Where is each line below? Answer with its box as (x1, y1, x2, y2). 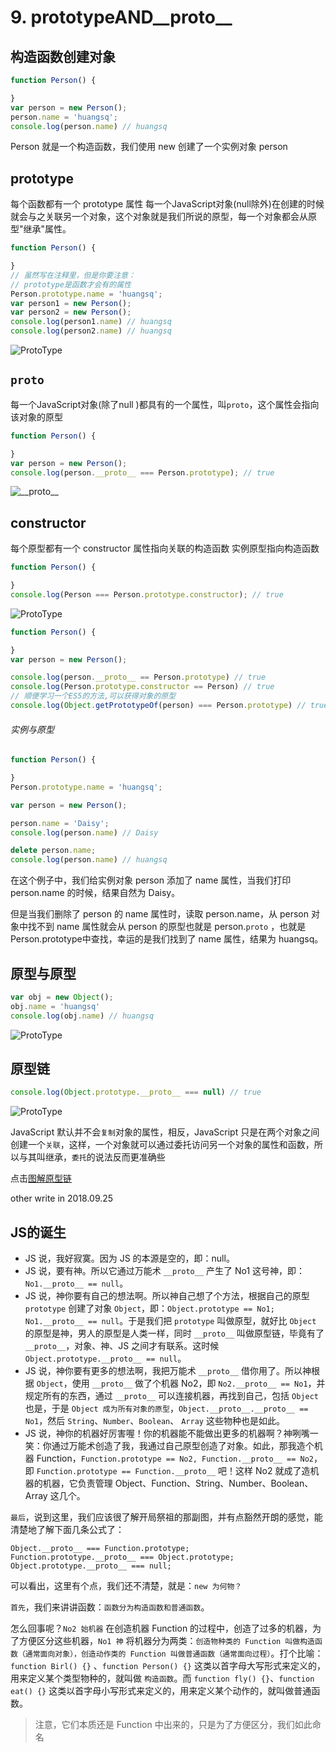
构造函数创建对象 (10, 48, 116, 65)
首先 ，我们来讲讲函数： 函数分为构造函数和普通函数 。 (10, 1601, 210, 1613)
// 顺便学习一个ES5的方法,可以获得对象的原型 (10, 691, 177, 701)
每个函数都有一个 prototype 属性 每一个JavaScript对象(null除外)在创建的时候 (10, 198, 325, 210)
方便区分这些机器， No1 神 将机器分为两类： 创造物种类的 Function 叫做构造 (18, 1635, 315, 1647)
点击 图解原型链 (10, 1172, 72, 1185)
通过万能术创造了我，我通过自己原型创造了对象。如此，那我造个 (51, 1440, 315, 1452)
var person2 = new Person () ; (10, 307, 132, 318)
